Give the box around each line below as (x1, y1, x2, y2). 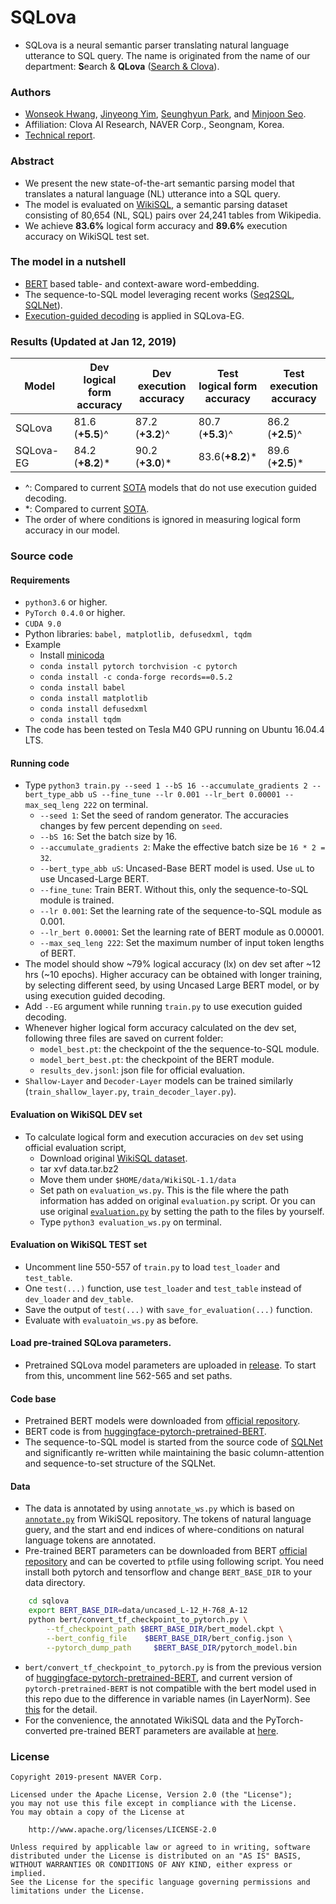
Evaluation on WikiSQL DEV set (10, 1109, 143, 1121)
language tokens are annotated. (24, 1534, 157, 1546)
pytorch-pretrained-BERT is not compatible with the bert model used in (24, 1682, 317, 1694)
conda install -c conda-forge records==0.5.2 (39, 672, 233, 683)
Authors (10, 85, 52, 99)
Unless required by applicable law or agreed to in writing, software (10, 1842, 311, 1853)
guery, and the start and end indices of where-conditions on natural (24, 1524, 305, 1536)
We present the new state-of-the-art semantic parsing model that (24, 177, 295, 189)
